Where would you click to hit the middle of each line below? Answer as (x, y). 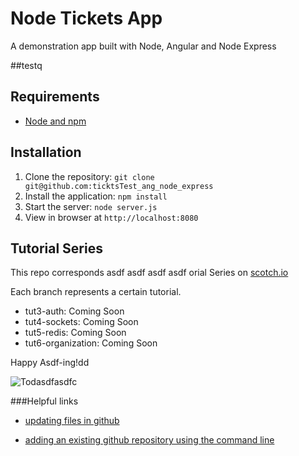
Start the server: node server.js (91, 206)
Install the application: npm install (96, 196)
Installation (46, 152)
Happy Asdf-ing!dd (50, 363)
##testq (26, 65)
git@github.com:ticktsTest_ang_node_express (119, 186)
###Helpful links (44, 401)
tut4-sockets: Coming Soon (81, 322)
